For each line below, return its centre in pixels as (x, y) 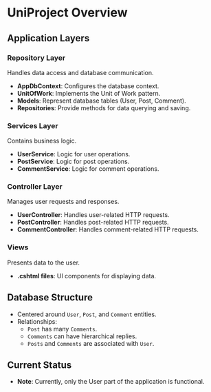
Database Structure (50, 298)
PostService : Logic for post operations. (73, 162)
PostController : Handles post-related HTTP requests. (93, 223)
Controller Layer (35, 187)
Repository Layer (36, 58)
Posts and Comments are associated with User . (91, 343)
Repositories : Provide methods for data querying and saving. (104, 107)
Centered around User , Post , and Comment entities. (87, 314)
